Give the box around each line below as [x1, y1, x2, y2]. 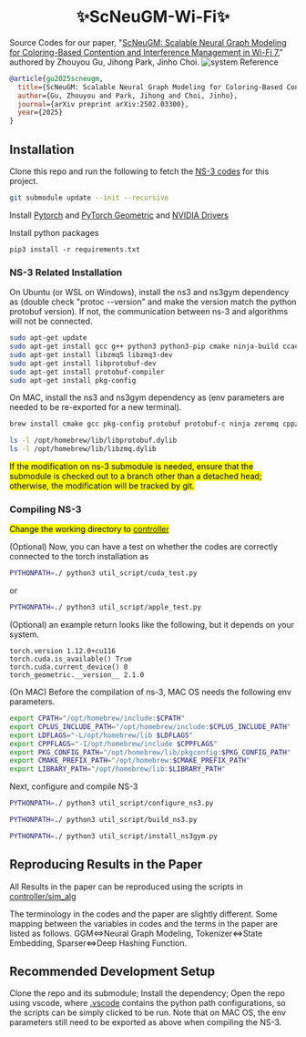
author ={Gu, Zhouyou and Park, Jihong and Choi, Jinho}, [17, 91, 239, 100]
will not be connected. [9, 316, 93, 327]
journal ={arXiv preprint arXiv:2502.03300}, [17, 99, 189, 108]
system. [9, 629, 39, 640]
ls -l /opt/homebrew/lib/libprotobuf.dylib [9, 436, 178, 446]
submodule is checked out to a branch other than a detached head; [9, 471, 262, 482]
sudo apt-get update [9, 334, 88, 343]
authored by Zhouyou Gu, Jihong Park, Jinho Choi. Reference [9, 56, 280, 67]
